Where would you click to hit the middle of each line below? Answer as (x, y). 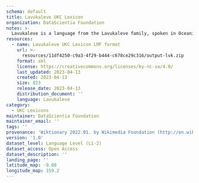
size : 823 (29, 83)
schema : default (26, 12)
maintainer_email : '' (33, 122)
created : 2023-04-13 (42, 77)
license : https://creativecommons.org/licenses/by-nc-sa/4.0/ (95, 66)
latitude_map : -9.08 (32, 165)
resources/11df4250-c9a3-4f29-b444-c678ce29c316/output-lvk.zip (103, 55)
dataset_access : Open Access (42, 149)
